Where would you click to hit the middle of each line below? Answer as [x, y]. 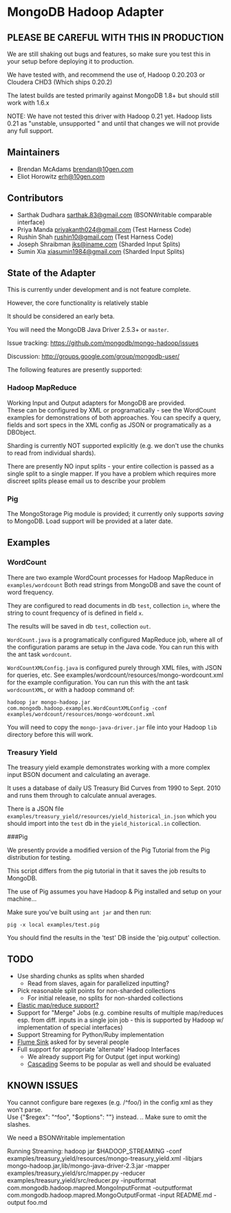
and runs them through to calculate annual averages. [82, 796]
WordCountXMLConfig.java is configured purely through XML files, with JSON [114, 667]
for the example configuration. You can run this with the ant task [98, 682]
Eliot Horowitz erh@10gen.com [61, 176]
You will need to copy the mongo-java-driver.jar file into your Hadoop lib [112, 727]
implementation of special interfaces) [70, 1027]
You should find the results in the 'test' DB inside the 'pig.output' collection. [114, 938]
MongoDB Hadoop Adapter [86, 12]
